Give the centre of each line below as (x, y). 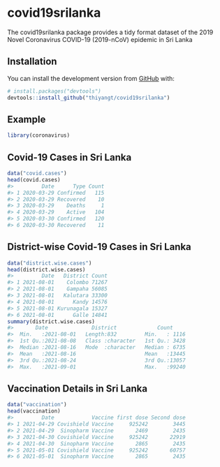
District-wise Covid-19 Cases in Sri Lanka (100, 247)
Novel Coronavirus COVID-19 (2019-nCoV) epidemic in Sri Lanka (100, 39)
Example (27, 119)
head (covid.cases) (34, 179)
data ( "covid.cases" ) (37, 173)
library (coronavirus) (39, 135)
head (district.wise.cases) (46, 269)
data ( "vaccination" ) (37, 405)
